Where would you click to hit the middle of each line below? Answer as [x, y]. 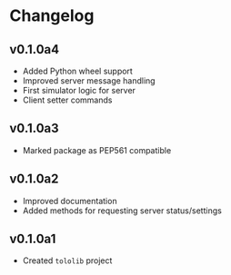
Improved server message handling [89, 81]
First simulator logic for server [79, 90]
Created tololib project [67, 260]
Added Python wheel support [78, 71]
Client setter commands [67, 100]
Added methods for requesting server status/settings [122, 211]
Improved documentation [70, 201]
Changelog [52, 16]
